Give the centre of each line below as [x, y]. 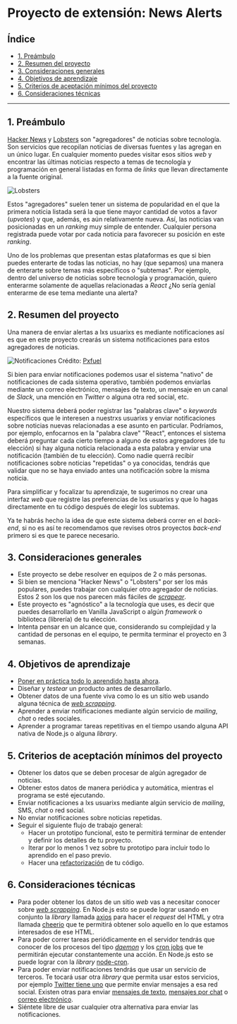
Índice [21, 39]
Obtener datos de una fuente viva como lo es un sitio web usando [113, 696]
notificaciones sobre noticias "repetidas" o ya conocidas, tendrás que [109, 463]
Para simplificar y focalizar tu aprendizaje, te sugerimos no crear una [108, 491]
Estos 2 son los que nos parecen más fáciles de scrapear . [102, 597]
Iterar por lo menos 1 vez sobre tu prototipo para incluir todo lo [119, 848]
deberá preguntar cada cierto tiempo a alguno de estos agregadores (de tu [116, 440]
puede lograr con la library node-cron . [73, 962]
